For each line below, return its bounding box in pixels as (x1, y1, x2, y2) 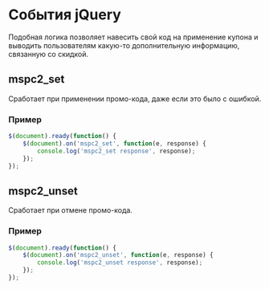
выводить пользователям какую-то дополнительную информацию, (8, 40, 240, 50)
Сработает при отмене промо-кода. (8, 206, 132, 215)
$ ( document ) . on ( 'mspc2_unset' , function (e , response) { (22, 251, 214, 259)
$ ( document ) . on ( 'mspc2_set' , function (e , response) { (22, 139, 206, 148)
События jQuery (8, 6, 122, 24)
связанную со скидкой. (8, 49, 89, 59)
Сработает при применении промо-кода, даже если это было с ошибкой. (8, 94, 262, 104)
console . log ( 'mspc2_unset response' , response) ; (37, 258, 203, 267)
